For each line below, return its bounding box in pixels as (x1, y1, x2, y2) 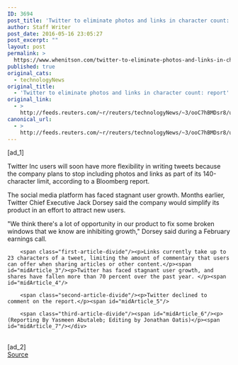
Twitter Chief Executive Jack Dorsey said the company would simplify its (7, 198, 220, 207)
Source (7, 350, 28, 359)
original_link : (7, 96, 52, 103)
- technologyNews (13, 76, 65, 84)
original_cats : (7, 69, 52, 77)
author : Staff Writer (7, 23, 72, 30)
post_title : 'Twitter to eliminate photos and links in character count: (7, 17, 230, 24)
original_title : (7, 83, 55, 90)
